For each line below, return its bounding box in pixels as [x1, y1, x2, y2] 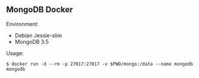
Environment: [6, 20, 39, 27]
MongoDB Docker [6, 5, 73, 15]
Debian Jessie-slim [14, 32, 63, 39]
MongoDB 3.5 [14, 38, 49, 45]
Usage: [6, 50, 24, 57]
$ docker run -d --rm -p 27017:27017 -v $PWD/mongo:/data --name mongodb [6, 61, 194, 67]
